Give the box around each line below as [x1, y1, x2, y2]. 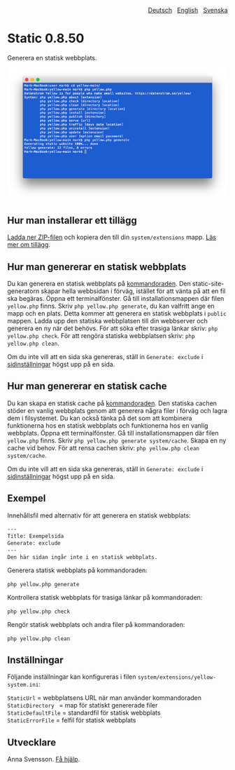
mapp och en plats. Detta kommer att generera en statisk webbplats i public [7, 309, 227, 318]
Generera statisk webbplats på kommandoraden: [7, 566, 148, 574]
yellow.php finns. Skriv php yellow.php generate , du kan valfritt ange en [7, 302, 215, 310]
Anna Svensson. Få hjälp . [7, 755, 80, 764]
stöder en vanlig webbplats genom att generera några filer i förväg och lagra [7, 406, 227, 414]
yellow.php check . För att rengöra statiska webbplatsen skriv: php [7, 331, 195, 339]
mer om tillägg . [7, 241, 51, 249]
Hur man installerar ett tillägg [7, 214, 138, 227]
